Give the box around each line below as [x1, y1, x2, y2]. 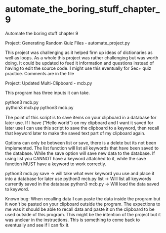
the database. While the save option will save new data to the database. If [5, 150, 155, 156]
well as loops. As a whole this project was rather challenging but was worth [5, 54, 159, 60]
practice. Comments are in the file [5, 70, 74, 76]
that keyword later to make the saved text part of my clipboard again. [5, 130, 146, 136]
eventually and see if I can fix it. [5, 222, 70, 228]
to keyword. [5, 186, 30, 192]
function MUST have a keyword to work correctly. [5, 161, 106, 167]
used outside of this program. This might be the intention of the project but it [5, 211, 161, 217]
